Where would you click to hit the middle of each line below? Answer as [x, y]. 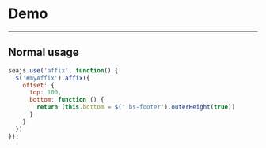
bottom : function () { [66, 100]
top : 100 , [45, 92]
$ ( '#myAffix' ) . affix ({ [53, 78]
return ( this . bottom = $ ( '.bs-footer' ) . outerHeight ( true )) [136, 107]
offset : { [39, 85]
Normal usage [44, 52]
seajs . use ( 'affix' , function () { [63, 70]
